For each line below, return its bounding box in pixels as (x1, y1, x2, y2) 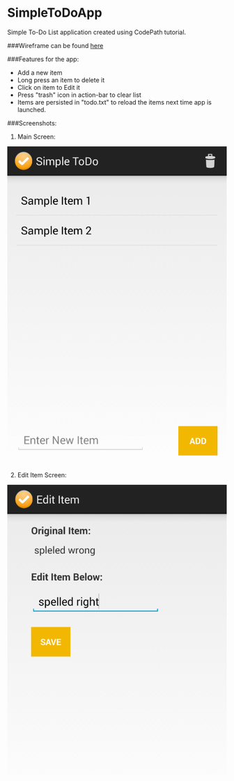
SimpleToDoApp (7, 5, 102, 21)
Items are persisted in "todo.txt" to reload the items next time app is (17, 98, 212, 106)
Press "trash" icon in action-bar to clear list (17, 91, 141, 99)
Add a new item (17, 68, 63, 77)
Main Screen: (17, 132, 56, 141)
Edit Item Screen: (17, 470, 68, 479)
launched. (17, 105, 47, 114)
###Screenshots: (7, 118, 57, 127)
